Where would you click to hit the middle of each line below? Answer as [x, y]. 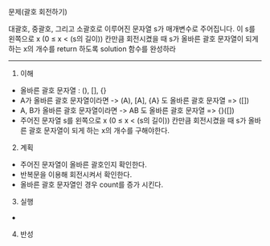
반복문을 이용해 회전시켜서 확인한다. [76, 174]
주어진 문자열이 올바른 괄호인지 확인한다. [83, 164]
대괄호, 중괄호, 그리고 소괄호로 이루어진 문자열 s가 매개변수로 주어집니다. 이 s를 [132, 29]
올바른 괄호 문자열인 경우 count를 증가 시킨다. [91, 184]
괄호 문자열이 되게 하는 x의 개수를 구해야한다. [99, 130]
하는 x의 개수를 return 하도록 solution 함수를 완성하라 [92, 49]
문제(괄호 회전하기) [38, 12]
